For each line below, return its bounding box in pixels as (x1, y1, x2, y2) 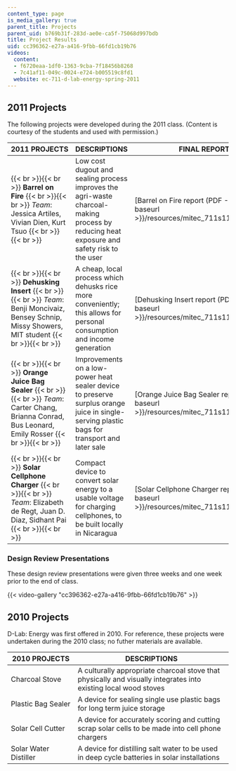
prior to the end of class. (7, 577, 79, 586)
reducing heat (74, 226, 122, 236)
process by (74, 218, 112, 228)
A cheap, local (74, 264, 123, 274)
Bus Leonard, (11, 421, 55, 430)
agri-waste (74, 191, 113, 201)
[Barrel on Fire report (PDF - (134, 196, 229, 206)
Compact (74, 458, 106, 468)
